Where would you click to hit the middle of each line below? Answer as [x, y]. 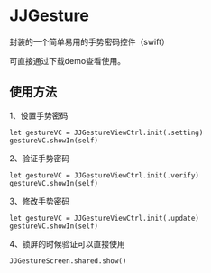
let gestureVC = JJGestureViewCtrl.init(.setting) [106, 132]
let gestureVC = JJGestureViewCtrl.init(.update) [105, 218]
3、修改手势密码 [40, 201]
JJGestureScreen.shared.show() [68, 261]
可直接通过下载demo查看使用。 [68, 60]
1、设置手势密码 [39, 115]
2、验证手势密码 [40, 158]
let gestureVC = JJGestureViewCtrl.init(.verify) [105, 175]
